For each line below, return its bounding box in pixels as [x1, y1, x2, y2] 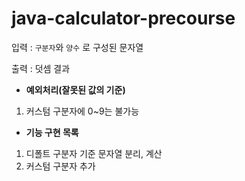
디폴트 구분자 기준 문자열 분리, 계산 [25, 147, 163, 159]
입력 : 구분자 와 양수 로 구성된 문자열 [11, 41, 144, 53]
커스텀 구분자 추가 [25, 160, 96, 172]
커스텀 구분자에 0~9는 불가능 [25, 105, 140, 117]
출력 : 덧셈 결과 [11, 62, 71, 74]
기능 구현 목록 [25, 126, 79, 138]
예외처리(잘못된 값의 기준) [25, 83, 126, 96]
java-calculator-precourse [11, 7, 236, 30]
